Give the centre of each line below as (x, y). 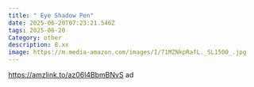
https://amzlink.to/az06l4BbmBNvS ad (71, 75)
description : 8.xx (38, 45)
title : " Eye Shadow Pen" (51, 15)
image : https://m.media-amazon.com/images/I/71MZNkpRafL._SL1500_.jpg (127, 52)
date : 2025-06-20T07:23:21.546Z (62, 23)
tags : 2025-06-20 (37, 30)
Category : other (35, 38)
